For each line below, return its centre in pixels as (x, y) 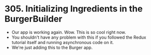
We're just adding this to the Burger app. (52, 47)
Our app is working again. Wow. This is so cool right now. (69, 32)
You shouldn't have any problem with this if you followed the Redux (79, 37)
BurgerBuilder (34, 19)
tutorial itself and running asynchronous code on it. (63, 42)
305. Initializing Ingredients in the (74, 9)
